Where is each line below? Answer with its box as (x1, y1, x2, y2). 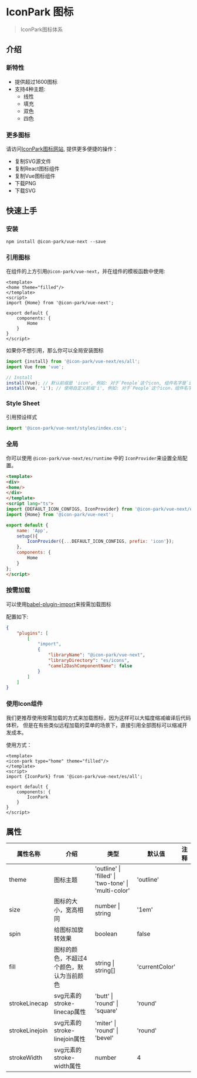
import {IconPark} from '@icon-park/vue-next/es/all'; (6, 773, 143, 780)
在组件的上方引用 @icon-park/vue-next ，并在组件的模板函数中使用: (6, 267, 166, 274)
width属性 (53, 1062, 81, 1070)
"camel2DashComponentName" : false (47, 663, 133, 669)
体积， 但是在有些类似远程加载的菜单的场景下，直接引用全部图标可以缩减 (6, 722, 182, 729)
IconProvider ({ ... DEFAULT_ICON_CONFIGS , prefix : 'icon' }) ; (27, 539, 175, 545)
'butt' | (94, 992, 113, 1000)
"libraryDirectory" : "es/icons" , (47, 658, 130, 664)
